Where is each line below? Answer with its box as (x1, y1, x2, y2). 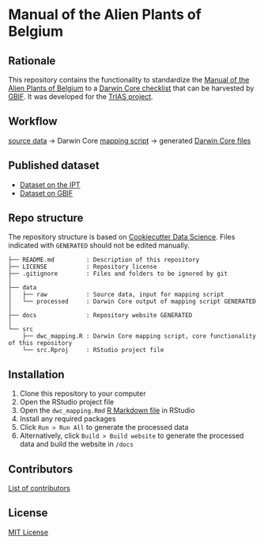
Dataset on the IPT (19, 180, 81, 190)
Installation (8, 367, 65, 381)
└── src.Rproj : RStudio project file (22, 347, 164, 354)
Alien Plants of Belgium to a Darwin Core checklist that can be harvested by (8, 83, 255, 93)
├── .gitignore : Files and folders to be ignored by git (8, 270, 228, 278)
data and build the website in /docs (19, 439, 134, 449)
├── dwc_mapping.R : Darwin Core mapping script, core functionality (22, 332, 257, 340)
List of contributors (8, 484, 71, 493)
